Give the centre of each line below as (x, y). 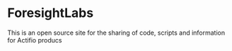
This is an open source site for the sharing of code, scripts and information (116, 33)
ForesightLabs (51, 13)
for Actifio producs (35, 40)
